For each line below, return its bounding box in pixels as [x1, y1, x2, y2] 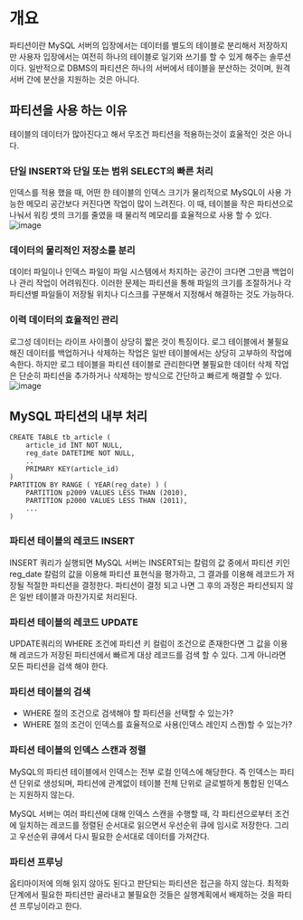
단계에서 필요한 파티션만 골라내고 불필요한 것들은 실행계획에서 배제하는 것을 [9, 888, 276, 900]
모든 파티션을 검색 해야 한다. [9, 661, 109, 672]
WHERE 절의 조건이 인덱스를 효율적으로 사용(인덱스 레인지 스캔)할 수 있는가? [22, 719, 293, 730]
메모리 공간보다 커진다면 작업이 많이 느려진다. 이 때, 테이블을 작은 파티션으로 [25, 198, 294, 209]
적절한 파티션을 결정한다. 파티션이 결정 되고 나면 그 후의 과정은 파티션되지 [25, 580, 285, 591]
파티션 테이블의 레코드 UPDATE [9, 616, 138, 629]
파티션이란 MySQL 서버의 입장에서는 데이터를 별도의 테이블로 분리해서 [9, 40, 257, 51]
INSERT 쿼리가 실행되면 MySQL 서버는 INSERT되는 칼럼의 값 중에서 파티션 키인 [9, 557, 291, 568]
